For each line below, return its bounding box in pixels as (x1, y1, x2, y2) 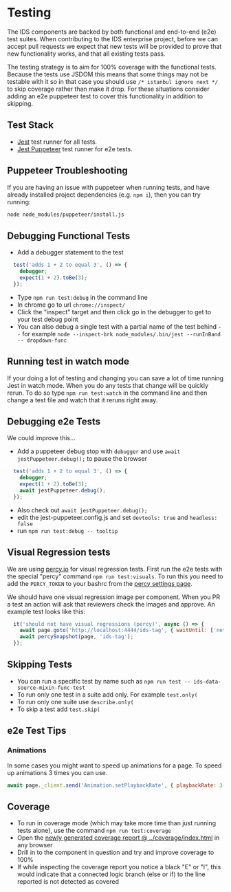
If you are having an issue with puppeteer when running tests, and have (7, 183, 210, 191)
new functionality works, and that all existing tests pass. (7, 50, 166, 58)
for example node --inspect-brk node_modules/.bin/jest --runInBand (21, 329, 221, 338)
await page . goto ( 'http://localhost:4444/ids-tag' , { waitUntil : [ (19, 627, 214, 634)
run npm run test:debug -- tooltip (16, 526, 118, 534)
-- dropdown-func (16, 337, 67, 344)
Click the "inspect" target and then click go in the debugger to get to (16, 307, 212, 316)
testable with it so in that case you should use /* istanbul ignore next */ (7, 77, 219, 85)
